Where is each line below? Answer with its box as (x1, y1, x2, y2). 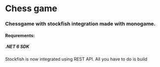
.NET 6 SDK (5, 44, 30, 49)
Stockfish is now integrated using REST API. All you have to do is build (5, 56, 148, 62)
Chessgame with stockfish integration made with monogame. (5, 21, 156, 27)
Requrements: (5, 32, 35, 38)
